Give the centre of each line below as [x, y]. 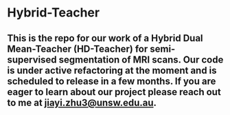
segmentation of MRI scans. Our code [141, 60]
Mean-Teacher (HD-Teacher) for [78, 49]
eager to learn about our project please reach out [114, 92]
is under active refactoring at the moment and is [112, 70]
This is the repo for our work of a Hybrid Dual [105, 38]
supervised [32, 60]
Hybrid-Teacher [54, 13]
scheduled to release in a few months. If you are [112, 81]
